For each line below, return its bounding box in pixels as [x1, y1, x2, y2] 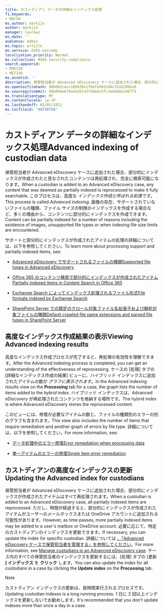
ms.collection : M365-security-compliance [5, 57, 91, 62]
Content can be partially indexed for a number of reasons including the [5, 216, 147, 222]
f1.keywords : [5, 12, 32, 17]
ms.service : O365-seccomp [5, 48, 58, 53]
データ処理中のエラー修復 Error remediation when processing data [12, 440, 145, 446]
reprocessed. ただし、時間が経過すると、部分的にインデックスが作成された [5, 505, 157, 511]
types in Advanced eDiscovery [12, 264, 74, 270]
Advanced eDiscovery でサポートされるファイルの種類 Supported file [12, 258, 151, 264]
